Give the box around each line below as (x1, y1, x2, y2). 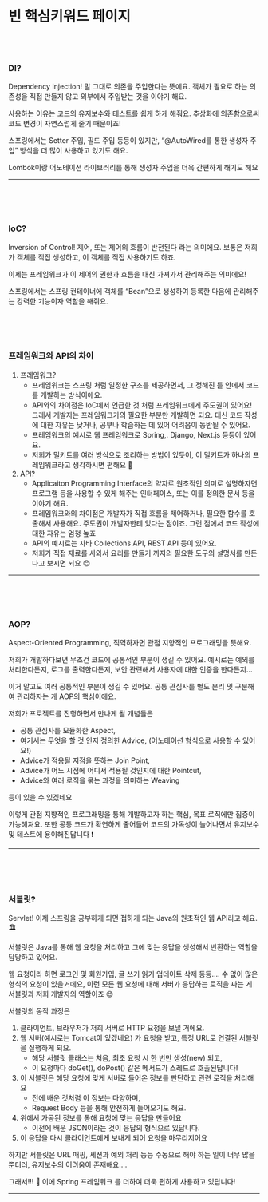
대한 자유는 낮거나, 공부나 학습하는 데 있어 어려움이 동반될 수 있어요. (40, 420, 251, 430)
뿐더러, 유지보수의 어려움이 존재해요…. (8, 1160, 128, 1170)
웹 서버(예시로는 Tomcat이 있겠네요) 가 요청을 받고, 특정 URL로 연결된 (19, 1033, 238, 1043)
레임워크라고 (31, 460, 71, 470)
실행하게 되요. (28, 1043, 72, 1053)
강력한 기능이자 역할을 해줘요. (16, 296, 109, 306)
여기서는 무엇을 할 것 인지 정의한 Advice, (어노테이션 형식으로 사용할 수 (19, 736, 241, 745)
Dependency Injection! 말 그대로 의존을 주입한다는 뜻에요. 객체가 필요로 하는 (8, 81, 248, 92)
